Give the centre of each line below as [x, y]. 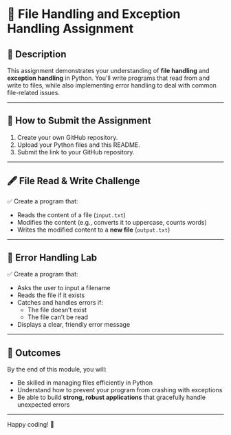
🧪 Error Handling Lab [52, 258]
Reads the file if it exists [51, 295]
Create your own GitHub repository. [67, 137]
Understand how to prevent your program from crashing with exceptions [120, 390]
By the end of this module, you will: [57, 370]
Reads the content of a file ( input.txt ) [71, 215]
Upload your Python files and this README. [78, 145]
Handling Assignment [70, 29]
